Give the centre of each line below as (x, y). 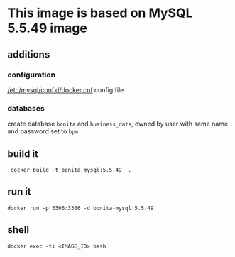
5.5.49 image (47, 28)
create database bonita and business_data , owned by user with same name (118, 124)
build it (23, 154)
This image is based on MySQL (100, 13)
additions (29, 54)
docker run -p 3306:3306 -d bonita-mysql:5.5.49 (81, 208)
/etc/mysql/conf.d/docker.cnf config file (66, 89)
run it (20, 192)
